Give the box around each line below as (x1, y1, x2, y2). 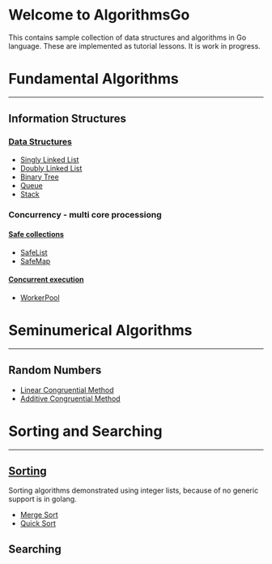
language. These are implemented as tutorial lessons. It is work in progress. (8, 41, 261, 50)
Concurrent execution (8, 274, 84, 285)
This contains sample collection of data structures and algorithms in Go (8, 32, 247, 42)
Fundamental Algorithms (8, 70, 180, 88)
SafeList (19, 248, 48, 257)
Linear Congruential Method (19, 385, 114, 394)
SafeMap (19, 256, 51, 265)
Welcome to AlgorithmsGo (8, 6, 190, 24)
